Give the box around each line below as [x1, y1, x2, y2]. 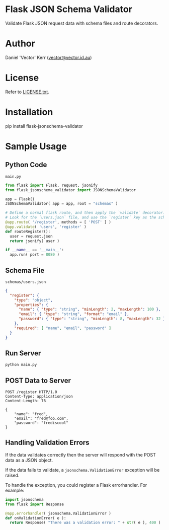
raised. [5, 472, 20, 478]
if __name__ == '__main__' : [5, 248, 64, 253]
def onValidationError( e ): [5, 515, 66, 520]
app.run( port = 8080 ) [10, 252, 59, 257]
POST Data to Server [5, 376, 71, 385]
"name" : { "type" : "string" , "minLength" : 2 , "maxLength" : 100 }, [18, 307, 161, 312]
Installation [5, 107, 53, 118]
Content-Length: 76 [5, 399, 46, 404]
